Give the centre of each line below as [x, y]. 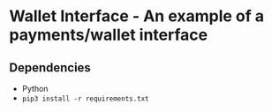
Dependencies [50, 67]
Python [35, 89]
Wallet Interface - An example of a [137, 16]
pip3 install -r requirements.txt [85, 99]
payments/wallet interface [109, 35]
